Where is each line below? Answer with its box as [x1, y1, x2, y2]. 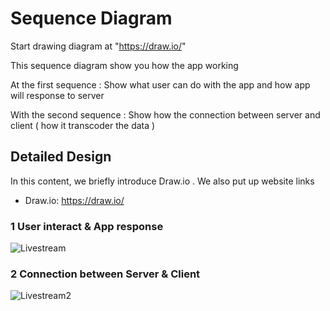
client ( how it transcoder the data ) [10, 119, 156, 131]
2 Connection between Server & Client [10, 267, 201, 281]
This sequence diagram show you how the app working [10, 59, 239, 71]
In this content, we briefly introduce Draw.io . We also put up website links [10, 175, 315, 187]
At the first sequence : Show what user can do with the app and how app [10, 78, 311, 91]
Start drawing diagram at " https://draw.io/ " [10, 40, 187, 52]
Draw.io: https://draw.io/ [24, 194, 125, 206]
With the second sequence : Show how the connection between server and [10, 108, 321, 121]
